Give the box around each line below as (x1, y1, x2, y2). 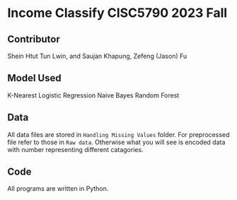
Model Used (7, 72, 62, 84)
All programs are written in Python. (7, 184, 109, 193)
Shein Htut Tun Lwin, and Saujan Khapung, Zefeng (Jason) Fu (7, 52, 187, 60)
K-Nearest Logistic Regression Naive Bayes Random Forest (7, 90, 180, 100)
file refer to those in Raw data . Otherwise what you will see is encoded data (7, 138, 226, 146)
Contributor (7, 33, 60, 45)
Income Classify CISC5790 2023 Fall (7, 5, 228, 21)
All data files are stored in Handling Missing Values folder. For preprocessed (7, 130, 230, 139)
